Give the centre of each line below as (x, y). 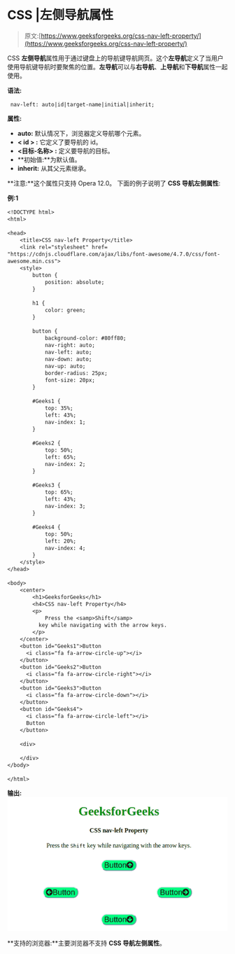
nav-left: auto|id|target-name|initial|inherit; (83, 104)
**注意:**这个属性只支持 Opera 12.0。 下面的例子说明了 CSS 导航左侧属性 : (114, 183)
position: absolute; (74, 282)
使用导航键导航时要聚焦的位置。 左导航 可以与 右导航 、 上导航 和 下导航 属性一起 (117, 66)
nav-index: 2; (65, 464)
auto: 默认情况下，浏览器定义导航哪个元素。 (81, 133)
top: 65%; (59, 492)
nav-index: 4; (65, 548)
